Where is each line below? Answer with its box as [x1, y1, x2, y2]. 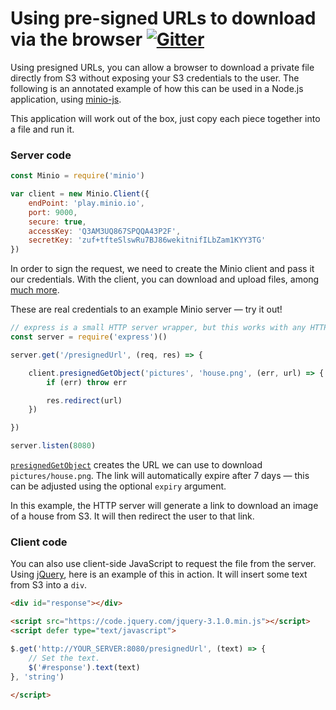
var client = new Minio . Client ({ [10, 189, 150, 199]
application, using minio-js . [10, 93, 122, 105]
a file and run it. [10, 123, 75, 135]
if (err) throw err [46, 377, 128, 387]
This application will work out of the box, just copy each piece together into [10, 112, 321, 124]
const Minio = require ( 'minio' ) [10, 171, 145, 181]
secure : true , [28, 217, 87, 227]
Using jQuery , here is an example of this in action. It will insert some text [10, 568, 308, 581]
